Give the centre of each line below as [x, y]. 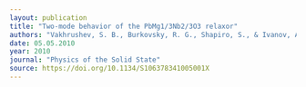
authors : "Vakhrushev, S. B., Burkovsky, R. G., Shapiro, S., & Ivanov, [150, 34]
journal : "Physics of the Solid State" [85, 60]
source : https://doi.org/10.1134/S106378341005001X [109, 69]
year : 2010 [30, 52]
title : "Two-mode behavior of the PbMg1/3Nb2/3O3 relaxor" [124, 26]
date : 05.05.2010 [42, 43]
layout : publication [49, 18]
